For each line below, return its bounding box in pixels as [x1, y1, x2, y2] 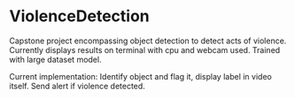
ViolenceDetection [9, 6, 150, 26]
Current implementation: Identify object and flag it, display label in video [9, 71, 272, 81]
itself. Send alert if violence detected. [9, 80, 146, 91]
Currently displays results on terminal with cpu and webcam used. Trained [9, 44, 281, 55]
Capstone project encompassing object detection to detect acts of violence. [9, 35, 287, 46]
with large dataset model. [9, 54, 102, 64]
